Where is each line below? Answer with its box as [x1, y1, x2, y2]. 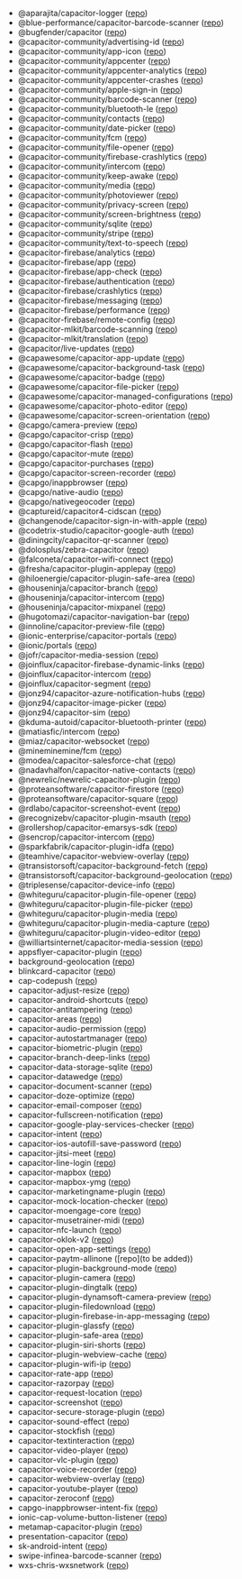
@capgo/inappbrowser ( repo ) [17, 477, 129, 488]
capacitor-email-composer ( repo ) [17, 1100, 142, 1110]
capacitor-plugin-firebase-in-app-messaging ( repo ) [17, 1311, 211, 1321]
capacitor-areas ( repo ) [17, 1014, 103, 1024]
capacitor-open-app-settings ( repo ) [17, 1244, 151, 1254]
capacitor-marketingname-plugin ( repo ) [17, 1186, 166, 1197]
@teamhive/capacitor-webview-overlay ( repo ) [17, 851, 190, 861]
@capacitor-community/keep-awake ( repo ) [17, 170, 179, 181]
